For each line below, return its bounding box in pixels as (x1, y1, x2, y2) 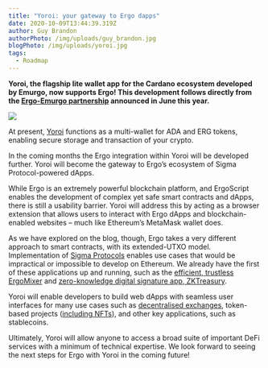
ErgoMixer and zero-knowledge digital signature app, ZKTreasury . (8, 275, 228, 286)
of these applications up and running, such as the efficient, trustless (8, 267, 234, 277)
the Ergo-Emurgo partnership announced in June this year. (8, 96, 210, 105)
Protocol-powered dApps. (8, 167, 95, 177)
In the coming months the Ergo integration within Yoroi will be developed (8, 151, 249, 160)
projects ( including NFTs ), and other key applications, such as (31, 308, 236, 318)
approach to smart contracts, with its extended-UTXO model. (8, 242, 212, 251)
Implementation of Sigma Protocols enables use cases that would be (8, 250, 236, 260)
